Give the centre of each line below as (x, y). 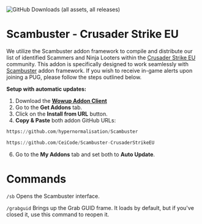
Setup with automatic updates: (47, 89)
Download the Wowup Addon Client (61, 100)
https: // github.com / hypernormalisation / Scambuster (72, 132)
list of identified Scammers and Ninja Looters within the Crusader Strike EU (101, 58)
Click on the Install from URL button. (62, 114)
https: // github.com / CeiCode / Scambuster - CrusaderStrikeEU (80, 143)
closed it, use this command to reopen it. (58, 214)
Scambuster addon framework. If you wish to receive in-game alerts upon (99, 70)
